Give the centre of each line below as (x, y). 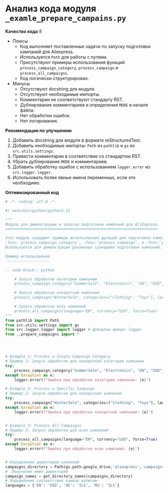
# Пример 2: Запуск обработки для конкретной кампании (63, 393)
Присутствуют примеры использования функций (72, 62)
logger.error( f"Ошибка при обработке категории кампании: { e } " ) (82, 380)
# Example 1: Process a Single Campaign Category (58, 357)
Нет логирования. (39, 121)
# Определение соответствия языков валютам (51, 481)
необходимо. (26, 183)
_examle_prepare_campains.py (66, 18)
